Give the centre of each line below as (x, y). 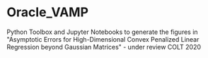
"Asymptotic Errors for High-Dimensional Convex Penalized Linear (103, 39)
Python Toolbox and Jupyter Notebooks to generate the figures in (103, 32)
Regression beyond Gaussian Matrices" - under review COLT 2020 (104, 47)
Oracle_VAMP (48, 12)
